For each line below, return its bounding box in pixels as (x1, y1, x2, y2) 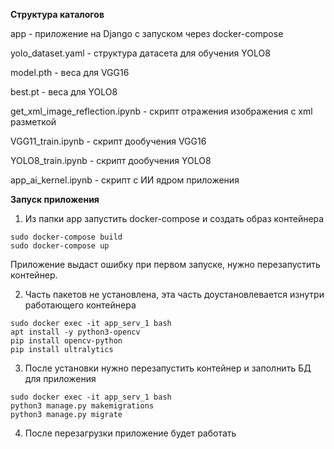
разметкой (10, 116, 57, 128)
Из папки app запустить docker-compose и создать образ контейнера (24, 213, 325, 224)
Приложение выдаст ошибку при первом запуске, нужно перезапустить (10, 259, 321, 270)
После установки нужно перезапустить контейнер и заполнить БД (24, 362, 312, 374)
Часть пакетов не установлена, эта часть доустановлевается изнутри (24, 289, 325, 300)
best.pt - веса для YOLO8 (10, 86, 118, 98)
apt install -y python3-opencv (10, 327, 141, 337)
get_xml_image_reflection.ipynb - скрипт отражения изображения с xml (10, 105, 313, 117)
